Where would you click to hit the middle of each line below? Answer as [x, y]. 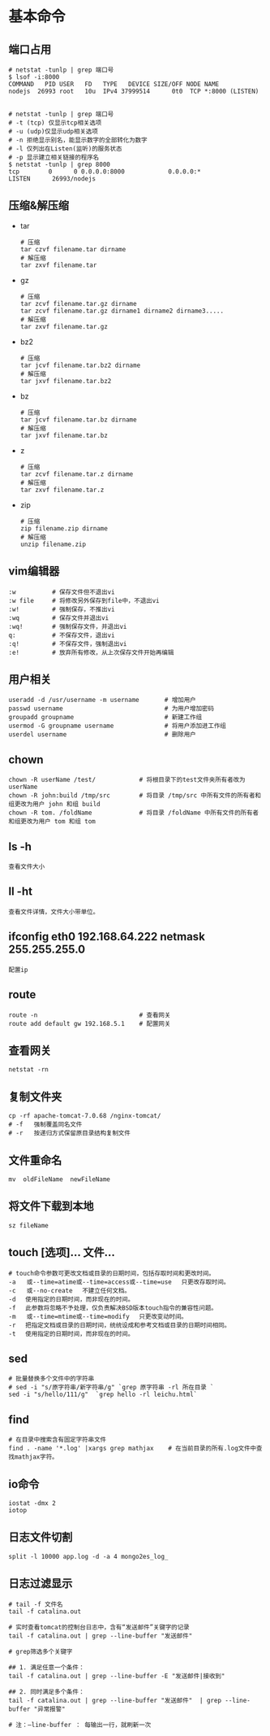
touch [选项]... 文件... [62, 1252]
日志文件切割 [41, 1537]
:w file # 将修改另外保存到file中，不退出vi [84, 600]
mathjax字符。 [36, 1457]
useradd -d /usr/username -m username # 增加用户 [102, 700]
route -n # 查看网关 [90, 1015]
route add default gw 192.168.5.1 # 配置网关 [90, 1023]
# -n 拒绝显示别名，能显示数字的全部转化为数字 [78, 140]
